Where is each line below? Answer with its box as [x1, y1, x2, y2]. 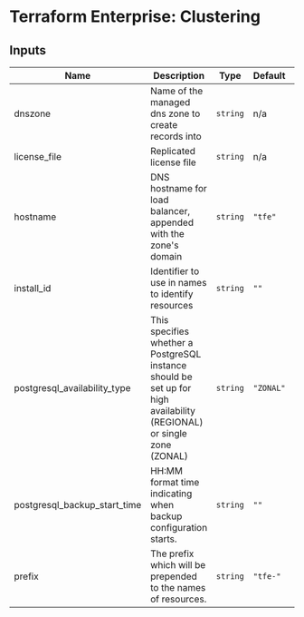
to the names [150, 582, 206, 593]
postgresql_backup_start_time [14, 499, 142, 511]
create [150, 119, 178, 131]
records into [150, 130, 202, 142]
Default [252, 70, 286, 82]
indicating [150, 487, 193, 500]
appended [150, 216, 195, 229]
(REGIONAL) [150, 416, 204, 428]
